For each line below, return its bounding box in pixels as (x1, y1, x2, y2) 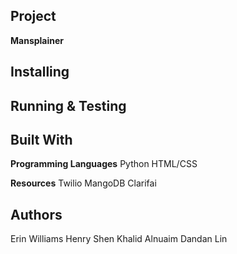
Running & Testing (10, 97, 127, 114)
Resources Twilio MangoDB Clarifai (10, 177, 157, 189)
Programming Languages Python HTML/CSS (10, 158, 198, 170)
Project (10, 8, 57, 25)
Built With (10, 131, 73, 148)
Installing (10, 64, 70, 81)
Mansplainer (10, 34, 65, 46)
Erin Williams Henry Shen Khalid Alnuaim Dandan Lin (10, 233, 228, 245)
